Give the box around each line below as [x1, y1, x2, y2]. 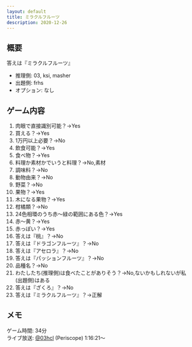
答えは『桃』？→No [15, 233, 64, 239]
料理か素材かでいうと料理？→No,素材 [15, 159, 106, 166]
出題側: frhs [15, 79, 44, 86]
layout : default [6, 8, 46, 15]
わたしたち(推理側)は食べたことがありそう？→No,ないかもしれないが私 [15, 269, 187, 276]
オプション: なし [15, 86, 54, 94]
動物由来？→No [15, 174, 53, 181]
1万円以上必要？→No [15, 137, 66, 144]
